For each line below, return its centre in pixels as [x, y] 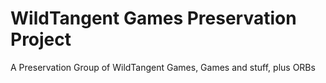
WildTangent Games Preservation [153, 18]
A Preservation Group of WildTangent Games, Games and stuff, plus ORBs [163, 67]
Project [41, 39]
